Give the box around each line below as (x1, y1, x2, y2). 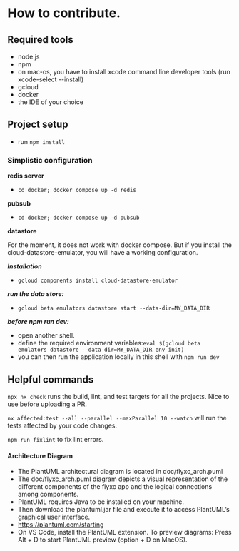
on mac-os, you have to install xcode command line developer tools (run (17, 68, 230, 76)
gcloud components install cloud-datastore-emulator (17, 277, 178, 285)
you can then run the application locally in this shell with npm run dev (17, 353, 220, 361)
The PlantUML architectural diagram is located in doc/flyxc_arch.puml (17, 467, 223, 476)
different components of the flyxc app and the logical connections (17, 482, 213, 491)
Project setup (7, 118, 69, 131)
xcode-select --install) (17, 75, 84, 84)
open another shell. (17, 331, 75, 340)
